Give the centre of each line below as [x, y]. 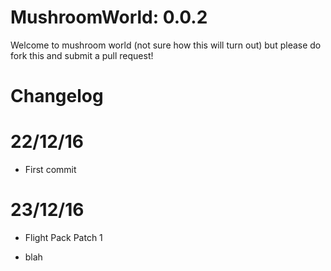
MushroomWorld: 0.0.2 [109, 17]
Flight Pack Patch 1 [63, 237]
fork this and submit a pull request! [82, 55]
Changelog [57, 96]
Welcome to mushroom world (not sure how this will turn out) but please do [166, 45]
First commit [50, 170]
